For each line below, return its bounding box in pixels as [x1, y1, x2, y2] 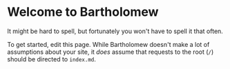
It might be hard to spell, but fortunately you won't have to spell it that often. [7, 27, 223, 35]
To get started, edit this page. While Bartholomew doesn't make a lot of [7, 40, 210, 48]
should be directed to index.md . [7, 55, 97, 63]
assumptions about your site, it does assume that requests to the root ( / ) [7, 48, 214, 56]
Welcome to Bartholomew [7, 4, 159, 20]
